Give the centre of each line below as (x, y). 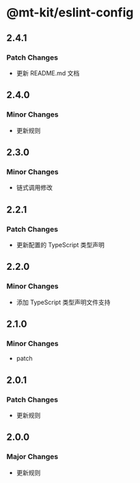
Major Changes (32, 457)
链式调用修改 (34, 188)
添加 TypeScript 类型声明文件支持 (63, 302)
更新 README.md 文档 (48, 73)
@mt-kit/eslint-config (70, 13)
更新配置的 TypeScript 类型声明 (60, 245)
